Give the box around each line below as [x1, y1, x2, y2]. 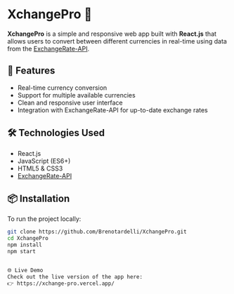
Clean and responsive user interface [17, 98, 123, 107]
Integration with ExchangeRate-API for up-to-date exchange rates [17, 105, 209, 114]
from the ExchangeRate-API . [7, 44, 90, 53]
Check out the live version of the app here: [7, 273, 143, 280]
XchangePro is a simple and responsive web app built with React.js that [7, 29, 216, 38]
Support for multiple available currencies [17, 91, 136, 99]
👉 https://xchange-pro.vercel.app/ [7, 280, 115, 287]
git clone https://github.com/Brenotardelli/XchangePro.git [7, 228, 188, 236]
